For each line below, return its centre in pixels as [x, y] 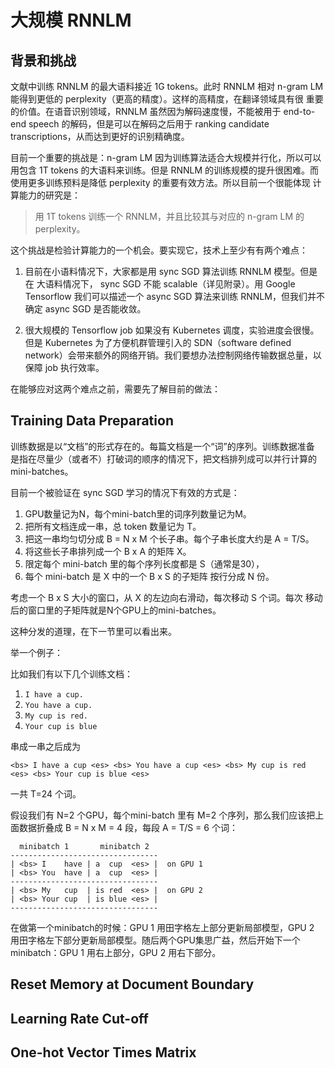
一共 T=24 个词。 [46, 793]
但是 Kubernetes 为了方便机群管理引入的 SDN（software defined [158, 342]
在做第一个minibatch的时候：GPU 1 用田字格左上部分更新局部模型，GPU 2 [162, 927]
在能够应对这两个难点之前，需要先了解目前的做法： [115, 389]
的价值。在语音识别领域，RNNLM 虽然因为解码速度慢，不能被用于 [146, 111]
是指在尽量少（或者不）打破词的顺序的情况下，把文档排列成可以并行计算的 [163, 458]
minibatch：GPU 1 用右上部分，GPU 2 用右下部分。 [116, 952]
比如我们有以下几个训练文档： [71, 673]
